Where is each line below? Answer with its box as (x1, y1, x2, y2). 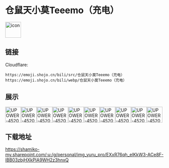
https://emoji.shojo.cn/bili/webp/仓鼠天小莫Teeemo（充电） (5, 78, 127, 83)
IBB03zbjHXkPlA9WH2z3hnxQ (5, 157, 69, 163)
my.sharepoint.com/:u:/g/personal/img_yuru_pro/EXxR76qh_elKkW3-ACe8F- (5, 152, 164, 158)
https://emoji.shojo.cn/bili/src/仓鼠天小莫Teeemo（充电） (5, 72, 125, 77)
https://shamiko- (5, 146, 40, 152)
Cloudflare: (5, 62, 29, 68)
